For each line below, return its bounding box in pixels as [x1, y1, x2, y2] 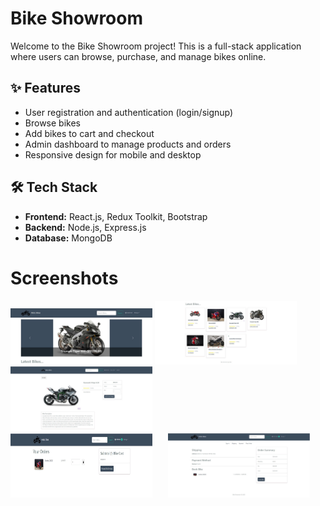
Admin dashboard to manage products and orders [24, 138, 232, 150]
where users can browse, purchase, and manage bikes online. [10, 50, 267, 62]
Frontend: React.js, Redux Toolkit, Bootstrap [24, 210, 208, 222]
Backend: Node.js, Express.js [24, 221, 147, 233]
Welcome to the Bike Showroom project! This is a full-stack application [10, 40, 302, 52]
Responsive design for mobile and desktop [24, 148, 202, 161]
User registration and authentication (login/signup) [24, 106, 234, 118]
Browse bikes [24, 117, 81, 129]
